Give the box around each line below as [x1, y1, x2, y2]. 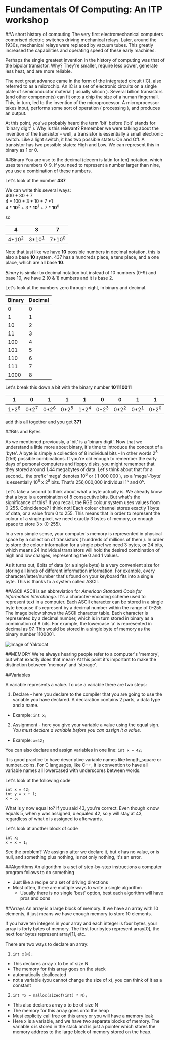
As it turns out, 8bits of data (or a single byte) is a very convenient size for [5, 562, 160, 568]
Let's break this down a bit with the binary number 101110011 [5, 384, 132, 390]
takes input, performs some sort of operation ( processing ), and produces [5, 105, 160, 111]
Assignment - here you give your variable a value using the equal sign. [12, 722, 160, 728]
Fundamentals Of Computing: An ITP [5, 4, 163, 15]
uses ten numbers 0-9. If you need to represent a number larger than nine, [5, 162, 160, 168]
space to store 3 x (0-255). [5, 521, 62, 527]
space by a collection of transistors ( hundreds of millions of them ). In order [5, 536, 164, 543]
